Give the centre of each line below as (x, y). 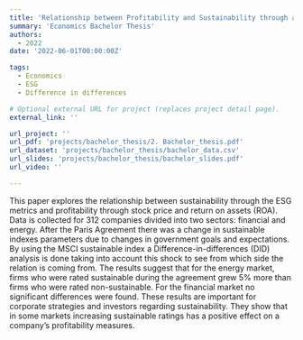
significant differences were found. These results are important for (133, 296)
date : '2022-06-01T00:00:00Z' (66, 51)
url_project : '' (40, 133)
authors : (26, 34)
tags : (19, 68)
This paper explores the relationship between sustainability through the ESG (151, 200)
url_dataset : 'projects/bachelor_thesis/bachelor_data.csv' (125, 151)
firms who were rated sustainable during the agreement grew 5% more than (150, 277)
